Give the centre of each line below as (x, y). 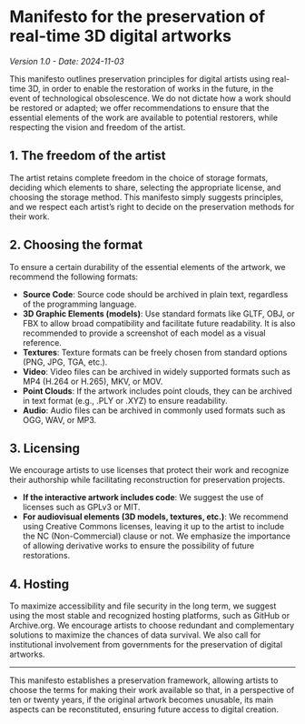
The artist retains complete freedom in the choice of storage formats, (139, 177)
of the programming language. (79, 304)
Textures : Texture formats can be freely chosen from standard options (155, 352)
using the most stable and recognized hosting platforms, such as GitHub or (150, 616)
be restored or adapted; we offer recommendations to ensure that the (139, 107)
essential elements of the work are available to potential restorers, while (144, 117)
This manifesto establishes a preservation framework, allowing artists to (144, 680)
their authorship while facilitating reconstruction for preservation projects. (148, 480)
